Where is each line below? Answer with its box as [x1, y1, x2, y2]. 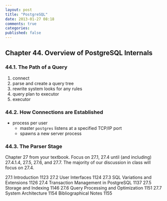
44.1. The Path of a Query [5, 64, 68, 71]
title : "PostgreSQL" [5, 12, 48, 17]
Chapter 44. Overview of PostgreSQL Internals [5, 49, 153, 57]
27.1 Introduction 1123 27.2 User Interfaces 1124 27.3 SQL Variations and [5, 175, 152, 181]
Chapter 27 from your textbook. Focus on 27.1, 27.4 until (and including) [5, 154, 152, 160]
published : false [5, 30, 41, 35]
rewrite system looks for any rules [12, 86, 82, 92]
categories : [5, 26, 30, 31]
